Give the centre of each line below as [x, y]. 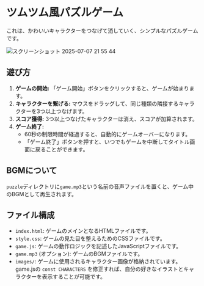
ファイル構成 [31, 215]
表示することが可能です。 [74, 277]
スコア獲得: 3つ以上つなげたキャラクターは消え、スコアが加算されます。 [107, 119]
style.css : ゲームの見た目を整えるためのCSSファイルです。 [90, 238]
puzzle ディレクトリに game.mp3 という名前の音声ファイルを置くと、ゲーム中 [100, 186]
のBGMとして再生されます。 [42, 194]
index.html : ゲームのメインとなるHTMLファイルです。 [83, 231]
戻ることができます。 [62, 149]
